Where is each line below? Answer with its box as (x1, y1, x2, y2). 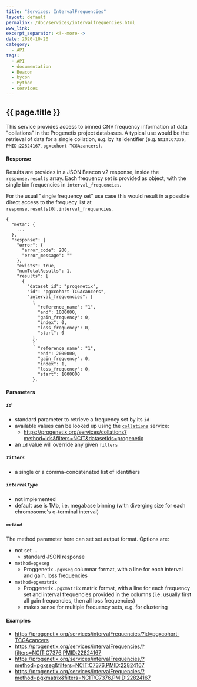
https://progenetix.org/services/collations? (23, 428, 128, 436)
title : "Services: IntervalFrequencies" (6, 8, 107, 15)
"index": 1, (37, 361, 67, 367)
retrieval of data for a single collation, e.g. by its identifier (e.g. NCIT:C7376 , (6, 135, 186, 142)
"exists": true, (16, 263, 57, 269)
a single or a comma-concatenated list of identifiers (14, 469, 140, 476)
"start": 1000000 (37, 371, 81, 377)
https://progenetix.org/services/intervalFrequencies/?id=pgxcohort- (14, 630, 180, 637)
